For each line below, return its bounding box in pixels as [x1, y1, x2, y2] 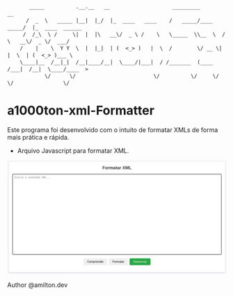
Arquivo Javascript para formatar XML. [17, 146, 129, 155]
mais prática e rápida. [7, 133, 70, 141]
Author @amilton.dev [7, 281, 68, 289]
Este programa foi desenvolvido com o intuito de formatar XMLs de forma [7, 125, 218, 134]
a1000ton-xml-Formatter [7, 103, 155, 119]
